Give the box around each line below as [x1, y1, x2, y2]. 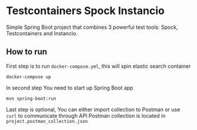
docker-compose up [6, 74, 51, 80]
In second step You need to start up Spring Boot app [6, 84, 133, 91]
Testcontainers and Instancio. [6, 29, 78, 36]
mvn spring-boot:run [6, 95, 57, 101]
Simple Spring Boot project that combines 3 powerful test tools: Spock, [6, 24, 178, 31]
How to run [6, 47, 48, 57]
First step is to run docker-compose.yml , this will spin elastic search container [6, 62, 191, 69]
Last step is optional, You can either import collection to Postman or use [6, 106, 181, 113]
